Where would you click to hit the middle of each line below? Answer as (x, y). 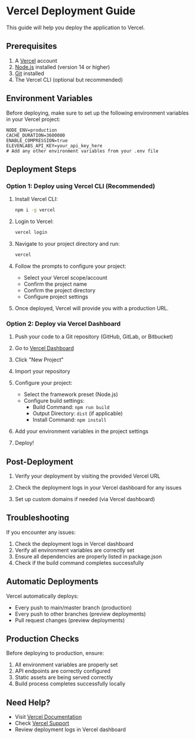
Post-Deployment (40, 461)
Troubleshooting (38, 518)
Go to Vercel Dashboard (44, 348)
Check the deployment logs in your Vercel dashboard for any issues (98, 487)
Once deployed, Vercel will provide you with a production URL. (92, 308)
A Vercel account (36, 60)
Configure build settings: (54, 401)
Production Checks (43, 639)
